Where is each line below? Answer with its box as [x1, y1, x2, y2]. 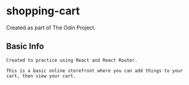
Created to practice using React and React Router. [6, 57, 138, 63]
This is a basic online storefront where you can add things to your [6, 68, 184, 74]
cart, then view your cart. [6, 73, 77, 79]
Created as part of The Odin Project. [6, 24, 96, 31]
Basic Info [6, 41, 44, 51]
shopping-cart [6, 4, 80, 18]
